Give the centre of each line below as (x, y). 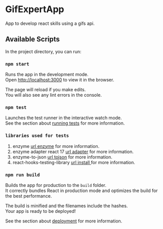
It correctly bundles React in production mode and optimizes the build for (81, 190)
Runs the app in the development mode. (47, 74)
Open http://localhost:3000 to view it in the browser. (60, 80)
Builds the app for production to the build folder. (56, 185)
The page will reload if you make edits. (46, 90)
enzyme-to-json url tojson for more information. (62, 157)
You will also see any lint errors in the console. (54, 95)
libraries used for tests (37, 136)
